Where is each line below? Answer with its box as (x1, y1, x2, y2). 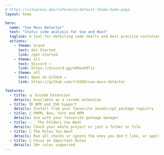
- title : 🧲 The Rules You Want (9, 129, 73, 134)
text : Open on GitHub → (18, 75, 67, 80)
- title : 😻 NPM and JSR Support (9, 102, 77, 107)
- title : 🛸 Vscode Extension (9, 93, 70, 97)
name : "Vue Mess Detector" (9, 25, 64, 30)
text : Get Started (18, 47, 56, 53)
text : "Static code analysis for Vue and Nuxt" (9, 30, 108, 35)
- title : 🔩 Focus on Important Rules (9, 138, 86, 143)
